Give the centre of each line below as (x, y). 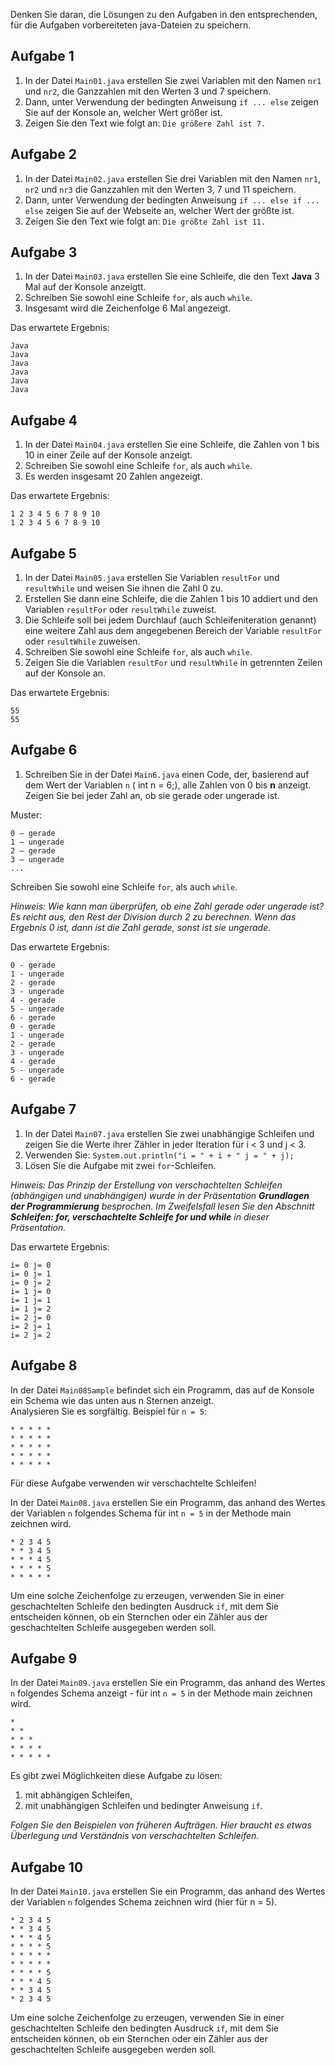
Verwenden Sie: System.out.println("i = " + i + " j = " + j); (159, 1155)
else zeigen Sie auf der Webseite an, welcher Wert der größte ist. (159, 210)
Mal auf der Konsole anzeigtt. (85, 287)
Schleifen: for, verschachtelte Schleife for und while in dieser (140, 1216)
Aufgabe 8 (44, 1365)
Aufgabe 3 (44, 252)
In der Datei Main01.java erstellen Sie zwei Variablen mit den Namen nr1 (173, 80)
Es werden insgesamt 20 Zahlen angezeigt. (113, 476)
